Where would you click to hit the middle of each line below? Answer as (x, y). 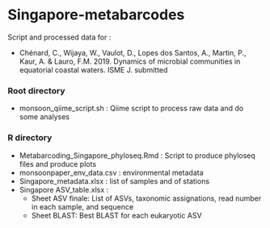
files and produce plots (58, 164)
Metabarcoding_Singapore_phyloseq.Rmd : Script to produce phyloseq (137, 155)
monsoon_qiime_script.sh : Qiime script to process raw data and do (131, 108)
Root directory (36, 90)
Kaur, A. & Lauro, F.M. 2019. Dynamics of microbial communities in (130, 61)
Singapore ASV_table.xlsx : (64, 189)
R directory (30, 138)
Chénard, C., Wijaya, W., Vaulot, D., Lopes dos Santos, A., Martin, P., (133, 52)
